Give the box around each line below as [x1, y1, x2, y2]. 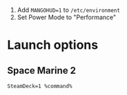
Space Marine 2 [7, 65, 77, 76]
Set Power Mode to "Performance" [17, 13, 117, 21]
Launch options [7, 37, 99, 53]
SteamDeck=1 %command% [7, 83, 72, 89]
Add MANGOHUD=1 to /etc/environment [17, 6, 121, 14]
